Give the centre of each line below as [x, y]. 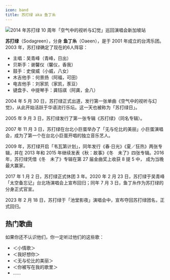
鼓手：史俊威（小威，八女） [42, 71]
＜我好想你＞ [26, 254]
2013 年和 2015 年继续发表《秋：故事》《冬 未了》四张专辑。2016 [94, 153]
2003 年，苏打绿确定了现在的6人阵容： [47, 47]
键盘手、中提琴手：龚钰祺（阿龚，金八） [55, 90]
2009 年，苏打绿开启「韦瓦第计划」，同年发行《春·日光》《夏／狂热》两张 [82, 146]
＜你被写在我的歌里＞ [35, 267]
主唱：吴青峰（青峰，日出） [42, 58]
